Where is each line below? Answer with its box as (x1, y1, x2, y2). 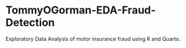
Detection (5, 16, 55, 29)
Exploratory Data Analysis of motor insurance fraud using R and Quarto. (5, 35, 181, 42)
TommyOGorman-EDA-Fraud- (5, 4, 156, 17)
